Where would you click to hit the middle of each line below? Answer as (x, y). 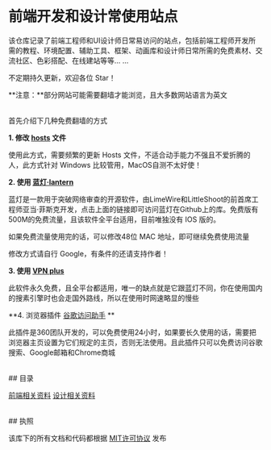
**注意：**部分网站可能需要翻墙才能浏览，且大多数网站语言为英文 (118, 94)
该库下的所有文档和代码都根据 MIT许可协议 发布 (88, 438)
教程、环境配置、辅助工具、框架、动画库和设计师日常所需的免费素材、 (139, 50)
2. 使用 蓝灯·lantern (41, 181)
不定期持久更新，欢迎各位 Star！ (62, 77)
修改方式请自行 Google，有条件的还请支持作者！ (89, 253)
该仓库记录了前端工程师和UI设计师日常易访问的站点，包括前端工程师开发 (129, 40)
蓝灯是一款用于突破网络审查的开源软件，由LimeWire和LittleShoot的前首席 (130, 199)
